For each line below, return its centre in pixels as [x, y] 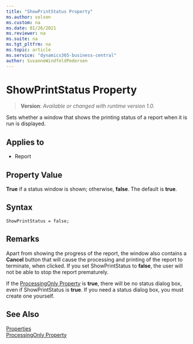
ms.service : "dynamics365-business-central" [61, 55]
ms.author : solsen [28, 17]
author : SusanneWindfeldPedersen [47, 61]
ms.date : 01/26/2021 [31, 28]
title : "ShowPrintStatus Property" [50, 11]
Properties [19, 328]
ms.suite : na [22, 39]
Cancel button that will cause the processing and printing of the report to [94, 259]
